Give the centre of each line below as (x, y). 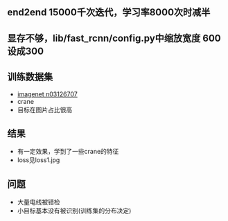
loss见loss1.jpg (38, 160)
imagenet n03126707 (47, 94)
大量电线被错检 (38, 202)
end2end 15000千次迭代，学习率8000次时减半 (109, 12)
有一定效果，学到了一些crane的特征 (68, 152)
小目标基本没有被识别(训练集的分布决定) (74, 211)
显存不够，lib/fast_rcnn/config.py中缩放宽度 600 (114, 38)
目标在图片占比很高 (45, 109)
